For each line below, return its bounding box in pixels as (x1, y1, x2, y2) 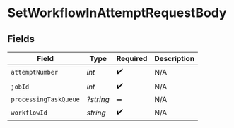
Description (154, 54, 195, 63)
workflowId (11, 108, 47, 117)
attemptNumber (11, 68, 59, 76)
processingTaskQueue (11, 96, 80, 103)
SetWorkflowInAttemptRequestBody (7, 5, 227, 21)
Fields (7, 33, 35, 45)
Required (116, 54, 148, 63)
